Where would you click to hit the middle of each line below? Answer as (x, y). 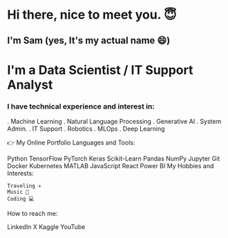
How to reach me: (32, 214)
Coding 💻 (21, 199)
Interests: (21, 174)
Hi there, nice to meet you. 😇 (92, 15)
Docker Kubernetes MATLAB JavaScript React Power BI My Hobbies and (111, 166)
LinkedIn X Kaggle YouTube (46, 227)
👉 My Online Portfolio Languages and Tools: (71, 143)
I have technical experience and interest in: (81, 106)
